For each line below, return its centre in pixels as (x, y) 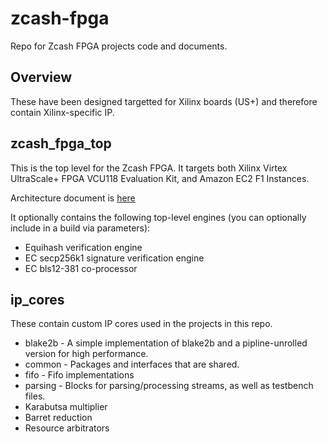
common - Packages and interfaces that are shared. (132, 364)
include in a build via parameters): (80, 228)
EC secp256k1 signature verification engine (114, 258)
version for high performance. (86, 354)
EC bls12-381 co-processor (81, 268)
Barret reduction (58, 418)
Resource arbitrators (67, 428)
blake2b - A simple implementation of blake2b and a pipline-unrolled (166, 343)
